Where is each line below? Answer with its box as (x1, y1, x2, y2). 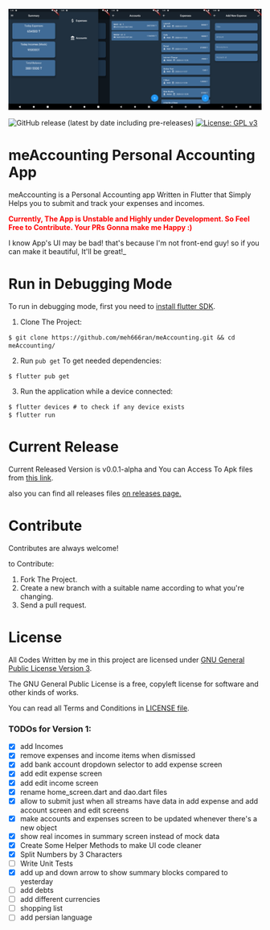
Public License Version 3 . (8, 663, 92, 673)
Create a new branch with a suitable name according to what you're (19, 583, 245, 593)
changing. (19, 592, 54, 602)
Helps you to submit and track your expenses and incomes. (8, 199, 205, 208)
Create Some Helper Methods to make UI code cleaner (19, 840, 202, 850)
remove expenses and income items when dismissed (19, 751, 195, 760)
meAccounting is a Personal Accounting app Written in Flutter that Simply (8, 190, 252, 200)
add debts (19, 886, 54, 895)
